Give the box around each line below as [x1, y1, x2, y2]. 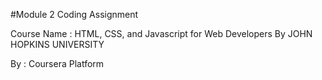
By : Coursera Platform [10, 58, 105, 69]
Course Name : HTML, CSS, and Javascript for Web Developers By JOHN [10, 28, 313, 39]
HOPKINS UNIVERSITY [10, 39, 105, 50]
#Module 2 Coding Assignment [10, 9, 139, 20]
